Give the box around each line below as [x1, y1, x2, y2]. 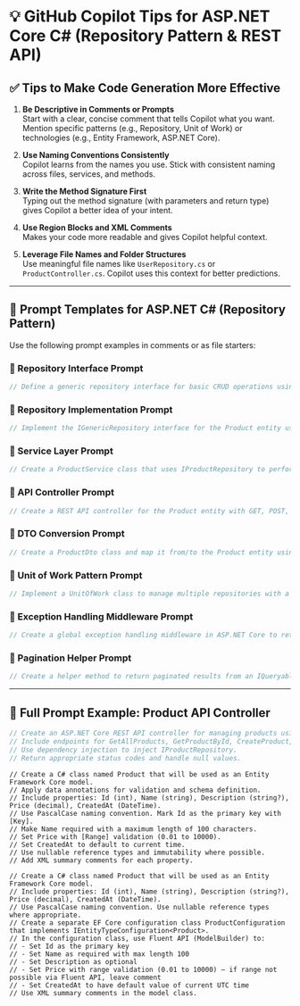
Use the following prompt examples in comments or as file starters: [9, 339, 256, 350]
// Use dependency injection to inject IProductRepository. [9, 745, 238, 754]
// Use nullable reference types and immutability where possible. [9, 848, 266, 857]
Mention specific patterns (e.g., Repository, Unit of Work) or [21, 123, 243, 133]
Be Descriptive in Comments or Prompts [21, 104, 174, 114]
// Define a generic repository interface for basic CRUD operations [9, 382, 274, 392]
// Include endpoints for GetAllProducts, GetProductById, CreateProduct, [9, 736, 294, 746]
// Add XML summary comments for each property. [9, 855, 194, 865]
